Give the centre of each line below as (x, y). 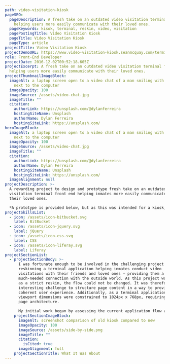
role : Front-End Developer (33, 57)
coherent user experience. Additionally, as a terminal (78, 293)
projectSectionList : (27, 255)
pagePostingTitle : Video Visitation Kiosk (55, 33)
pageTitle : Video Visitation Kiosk (47, 39)
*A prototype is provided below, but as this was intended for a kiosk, (88, 208)
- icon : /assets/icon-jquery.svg (45, 227)
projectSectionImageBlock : (42, 316)
